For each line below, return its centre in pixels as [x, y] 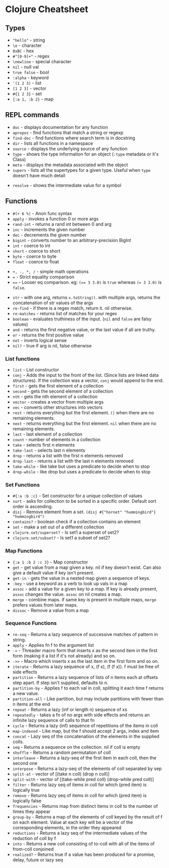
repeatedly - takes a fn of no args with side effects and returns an [81, 715]
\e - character [27, 45]
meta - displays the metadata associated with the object [70, 165]
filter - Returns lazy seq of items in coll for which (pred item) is [79, 785]
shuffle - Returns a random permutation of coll [62, 752]
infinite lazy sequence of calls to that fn [53, 720]
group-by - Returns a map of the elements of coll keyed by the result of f [88, 816]
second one [25, 763]
